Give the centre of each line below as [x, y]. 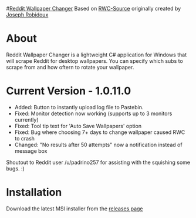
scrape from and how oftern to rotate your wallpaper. [70, 67]
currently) [27, 119]
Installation [34, 192]
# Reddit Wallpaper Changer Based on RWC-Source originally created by [94, 9]
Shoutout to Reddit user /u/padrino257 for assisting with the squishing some [98, 162]
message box [31, 151]
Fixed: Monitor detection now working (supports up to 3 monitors [93, 113]
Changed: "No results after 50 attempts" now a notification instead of [99, 145]
